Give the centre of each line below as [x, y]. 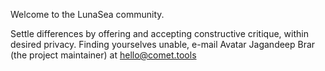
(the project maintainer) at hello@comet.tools [103, 55]
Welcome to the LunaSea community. [87, 14]
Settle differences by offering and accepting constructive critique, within [159, 33]
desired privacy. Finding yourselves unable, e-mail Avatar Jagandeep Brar [163, 44]
